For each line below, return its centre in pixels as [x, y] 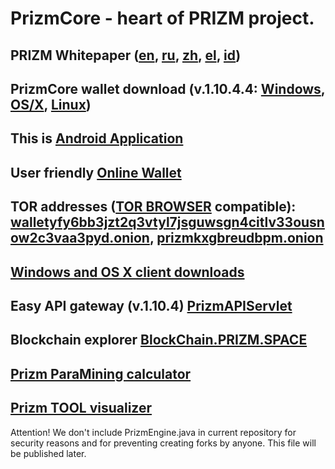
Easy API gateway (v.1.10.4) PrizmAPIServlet [151, 305]
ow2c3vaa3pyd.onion [80, 238]
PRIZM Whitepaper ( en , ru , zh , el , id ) [126, 55]
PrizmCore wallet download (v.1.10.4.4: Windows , [168, 88]
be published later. [48, 453]
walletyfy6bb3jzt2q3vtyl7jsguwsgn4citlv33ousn [167, 222]
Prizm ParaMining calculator [101, 373]
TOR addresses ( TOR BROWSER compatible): [153, 207]
